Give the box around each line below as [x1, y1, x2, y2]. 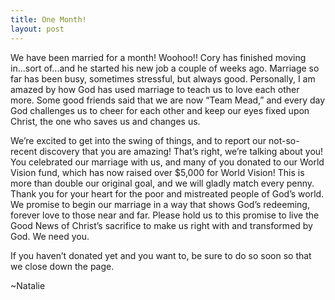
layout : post [10, 24, 65, 34]
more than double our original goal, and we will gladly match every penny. [10, 177, 315, 189]
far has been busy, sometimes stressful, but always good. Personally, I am [10, 72, 316, 85]
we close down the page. [10, 260, 115, 272]
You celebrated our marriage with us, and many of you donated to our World [10, 156, 325, 168]
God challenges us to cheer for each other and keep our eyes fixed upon [10, 104, 310, 116]
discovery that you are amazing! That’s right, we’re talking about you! [39, 145, 324, 157]
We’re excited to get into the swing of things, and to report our [10, 134, 267, 146]
